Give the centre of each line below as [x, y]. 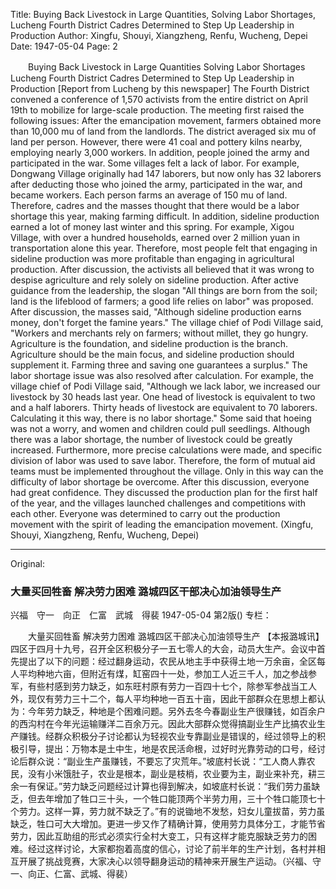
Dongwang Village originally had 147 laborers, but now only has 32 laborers [166, 173]
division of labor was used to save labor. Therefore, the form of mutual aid [163, 460]
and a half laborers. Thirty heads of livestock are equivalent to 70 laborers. [164, 407]
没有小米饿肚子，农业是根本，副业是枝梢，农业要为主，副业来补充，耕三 [176, 774]
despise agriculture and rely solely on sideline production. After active [154, 280]
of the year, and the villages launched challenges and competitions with [158, 503]
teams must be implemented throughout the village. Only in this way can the [167, 471]
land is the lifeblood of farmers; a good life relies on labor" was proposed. [162, 301]
